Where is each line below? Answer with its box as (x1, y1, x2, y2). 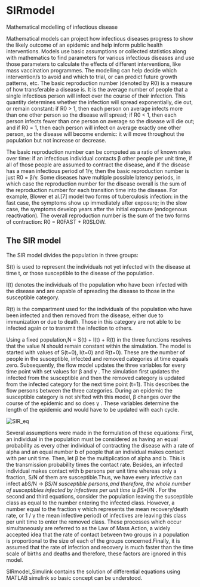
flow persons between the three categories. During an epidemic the (6, 387, 173, 394)
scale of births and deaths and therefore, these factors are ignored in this (6, 550, 187, 557)
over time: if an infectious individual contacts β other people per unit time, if (6, 154, 192, 162)
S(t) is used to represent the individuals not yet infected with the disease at (6, 263, 191, 270)
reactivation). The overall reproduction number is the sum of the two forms (6, 212, 190, 219)
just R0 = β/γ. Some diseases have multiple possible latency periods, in (6, 174, 181, 181)
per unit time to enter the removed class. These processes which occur (6, 518, 182, 525)
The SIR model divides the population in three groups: (6, 251, 139, 258)
